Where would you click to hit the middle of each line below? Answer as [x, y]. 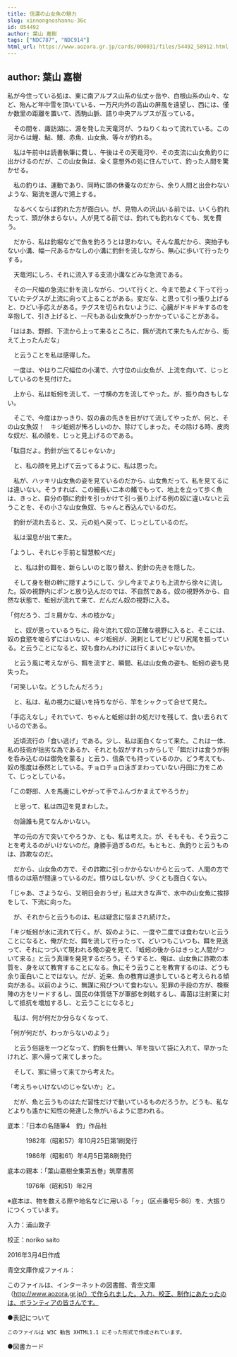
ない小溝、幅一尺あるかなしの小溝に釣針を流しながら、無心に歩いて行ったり [119, 250]
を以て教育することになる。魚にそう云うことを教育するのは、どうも [130, 967]
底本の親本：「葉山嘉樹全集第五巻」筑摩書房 [71, 1170]
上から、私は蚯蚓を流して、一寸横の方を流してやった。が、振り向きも [115, 394]
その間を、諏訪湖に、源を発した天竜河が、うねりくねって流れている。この [121, 128]
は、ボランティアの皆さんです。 [53, 1302]
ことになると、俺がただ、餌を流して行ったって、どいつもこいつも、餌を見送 [118, 940]
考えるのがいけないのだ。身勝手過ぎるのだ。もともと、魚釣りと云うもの [124, 845]
